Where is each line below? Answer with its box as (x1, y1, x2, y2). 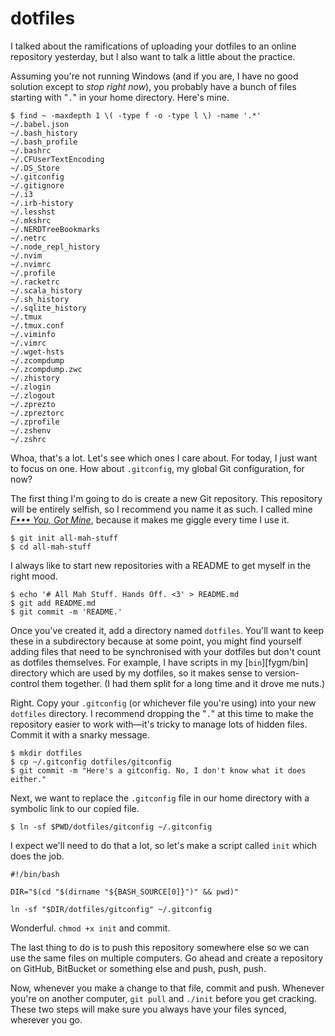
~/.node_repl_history (10, 242, 101, 252)
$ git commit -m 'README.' (10, 607, 123, 617)
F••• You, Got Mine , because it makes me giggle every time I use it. (10, 513, 290, 526)
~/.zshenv (10, 425, 52, 436)
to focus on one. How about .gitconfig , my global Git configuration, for (10, 462, 305, 474)
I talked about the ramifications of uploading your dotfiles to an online (10, 40, 297, 52)
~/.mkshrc (10, 215, 52, 226)
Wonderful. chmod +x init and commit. (10, 922, 171, 934)
